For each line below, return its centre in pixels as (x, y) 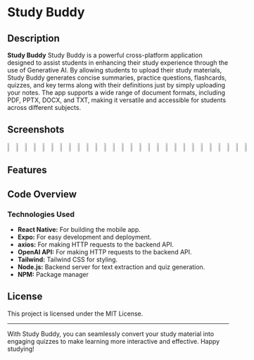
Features (27, 170)
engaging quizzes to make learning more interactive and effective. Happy (114, 341)
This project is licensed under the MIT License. (75, 314)
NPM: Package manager (53, 274)
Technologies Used (41, 214)
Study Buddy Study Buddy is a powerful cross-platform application (105, 55)
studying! (21, 349)
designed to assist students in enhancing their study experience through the (118, 63)
